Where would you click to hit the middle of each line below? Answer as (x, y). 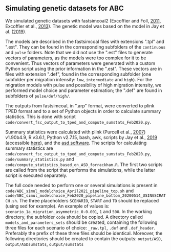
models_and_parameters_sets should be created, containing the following (81, 222)
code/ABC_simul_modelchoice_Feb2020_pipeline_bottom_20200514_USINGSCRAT (86, 196)
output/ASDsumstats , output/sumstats (45, 244)
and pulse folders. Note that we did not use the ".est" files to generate (79, 52)
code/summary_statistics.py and (40, 159)
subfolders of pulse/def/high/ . (38, 96)
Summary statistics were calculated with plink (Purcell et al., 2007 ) (76, 132)
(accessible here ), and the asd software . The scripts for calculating (76, 143)
